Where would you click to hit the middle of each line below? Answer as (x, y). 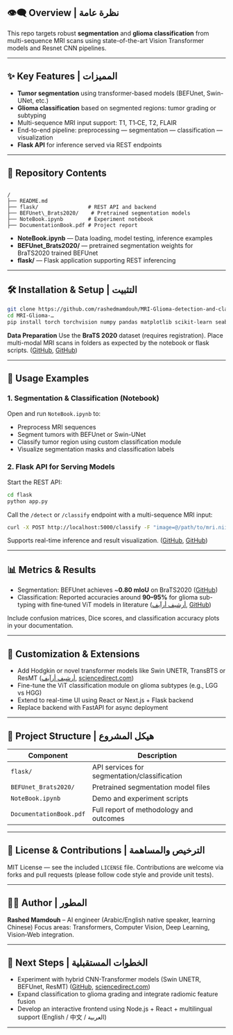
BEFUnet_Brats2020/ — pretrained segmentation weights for (105, 246)
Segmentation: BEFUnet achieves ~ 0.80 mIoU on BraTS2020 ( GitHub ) (118, 590)
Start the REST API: (35, 482)
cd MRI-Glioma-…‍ (31, 316)
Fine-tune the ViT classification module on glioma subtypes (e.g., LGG (118, 686)
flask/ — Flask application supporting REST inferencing (96, 260)
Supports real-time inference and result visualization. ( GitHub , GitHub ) (107, 540)
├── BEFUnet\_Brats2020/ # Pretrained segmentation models (99, 213)
